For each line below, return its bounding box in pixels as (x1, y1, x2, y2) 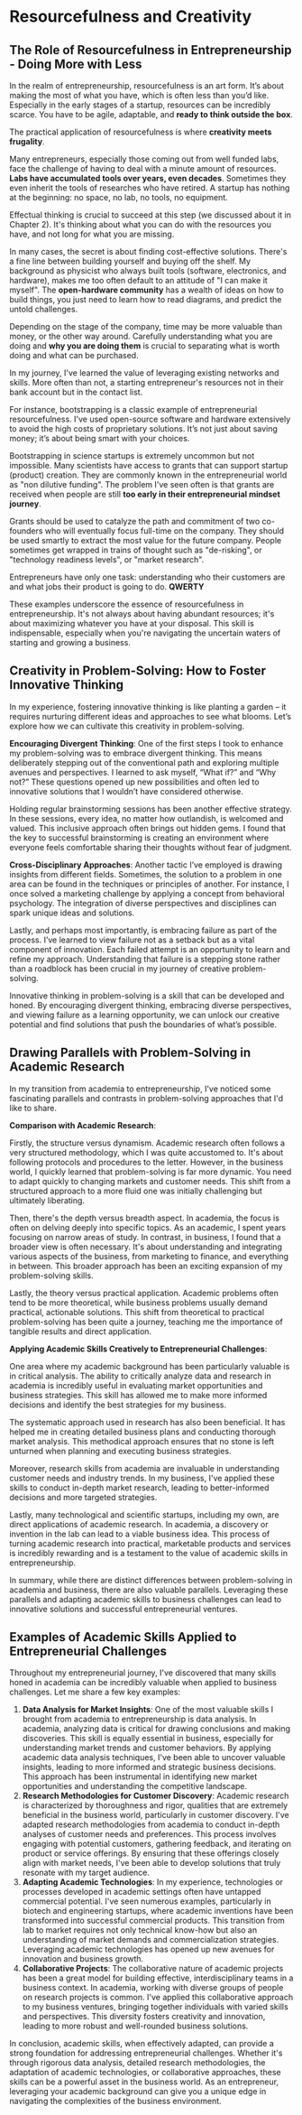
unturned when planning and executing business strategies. (9, 1445, 232, 1456)
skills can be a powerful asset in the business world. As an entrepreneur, (9, 2076, 279, 2087)
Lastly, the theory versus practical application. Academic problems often (9, 1287, 279, 1298)
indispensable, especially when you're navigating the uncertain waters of (9, 627, 281, 638)
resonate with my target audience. (22, 1867, 151, 1878)
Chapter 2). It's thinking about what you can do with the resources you (9, 219, 272, 229)
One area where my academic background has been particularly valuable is (9, 1360, 290, 1371)
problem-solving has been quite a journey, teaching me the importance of (9, 1316, 284, 1327)
